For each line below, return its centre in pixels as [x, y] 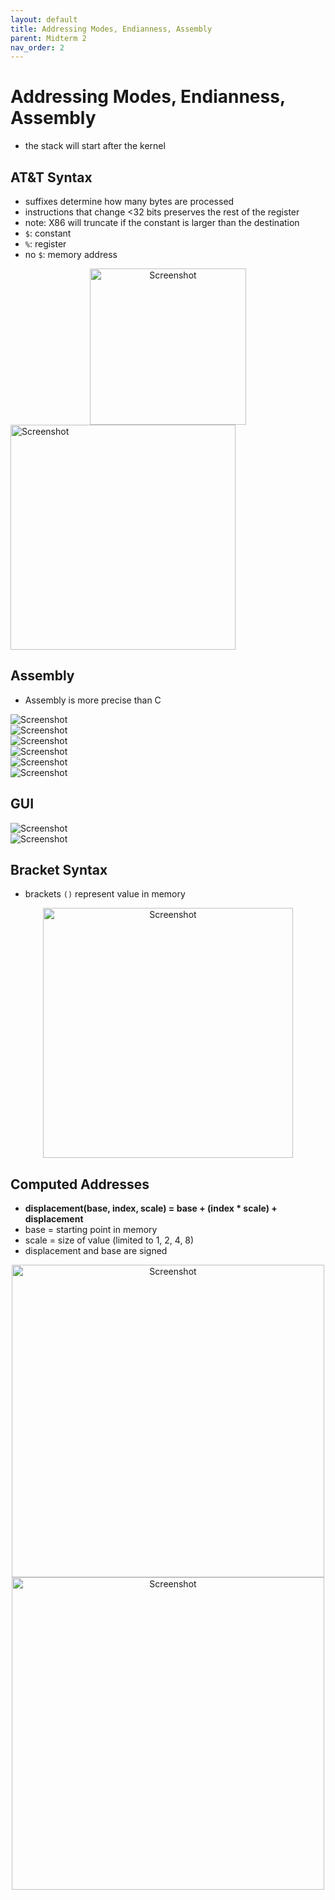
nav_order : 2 [37, 47]
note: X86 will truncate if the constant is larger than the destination [162, 222]
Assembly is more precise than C [93, 700]
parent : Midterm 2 [48, 38]
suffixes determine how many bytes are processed [129, 201]
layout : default [44, 19]
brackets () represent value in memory [105, 894]
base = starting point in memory [91, 1230]
